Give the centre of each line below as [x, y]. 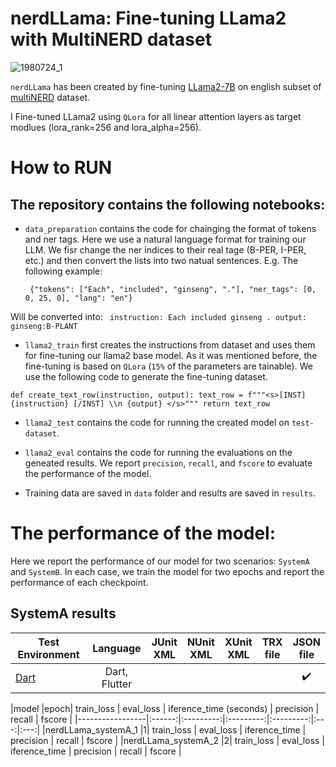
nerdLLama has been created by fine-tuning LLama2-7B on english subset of [166, 86]
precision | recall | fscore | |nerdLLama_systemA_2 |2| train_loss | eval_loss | [168, 740]
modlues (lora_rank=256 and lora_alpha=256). [106, 127]
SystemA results [63, 613]
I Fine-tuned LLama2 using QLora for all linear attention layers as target [156, 116]
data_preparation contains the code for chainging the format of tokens [170, 228]
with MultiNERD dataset [111, 39]
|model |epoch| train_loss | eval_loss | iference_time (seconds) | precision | [165, 708]
